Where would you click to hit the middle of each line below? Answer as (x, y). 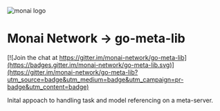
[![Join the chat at (33, 57)
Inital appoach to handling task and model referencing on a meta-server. (110, 100)
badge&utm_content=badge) (48, 87)
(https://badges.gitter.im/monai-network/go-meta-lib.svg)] (91, 65)
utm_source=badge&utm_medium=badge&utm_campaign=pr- (95, 79)
